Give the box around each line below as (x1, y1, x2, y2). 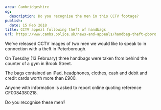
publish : (5, 18, 23, 23)
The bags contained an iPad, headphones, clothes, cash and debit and (5, 70, 148, 76)
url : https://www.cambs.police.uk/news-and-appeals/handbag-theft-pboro (5, 32, 157, 37)
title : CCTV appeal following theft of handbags (5, 27, 106, 32)
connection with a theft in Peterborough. (5, 46, 87, 52)
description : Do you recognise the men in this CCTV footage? (9, 14, 139, 19)
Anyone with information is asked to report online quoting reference (5, 85, 142, 90)
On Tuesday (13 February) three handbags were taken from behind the (5, 55, 147, 61)
